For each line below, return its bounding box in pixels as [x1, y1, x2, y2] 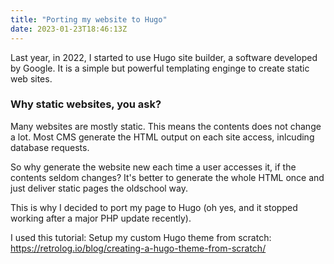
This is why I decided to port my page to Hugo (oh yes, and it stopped [10, 201, 298, 213]
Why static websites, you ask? [10, 97, 162, 111]
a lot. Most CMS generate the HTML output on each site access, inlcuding [10, 131, 315, 143]
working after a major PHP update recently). [10, 212, 192, 224]
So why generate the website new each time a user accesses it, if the [10, 161, 297, 173]
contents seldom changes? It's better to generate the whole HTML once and [10, 171, 325, 183]
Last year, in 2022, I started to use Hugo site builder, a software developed [10, 51, 318, 63]
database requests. [10, 141, 90, 153]
